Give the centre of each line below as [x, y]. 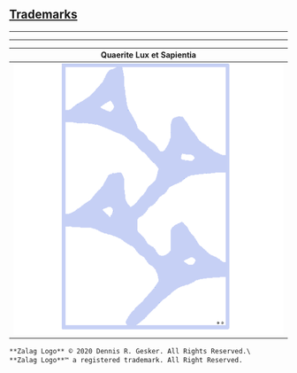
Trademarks [43, 15]
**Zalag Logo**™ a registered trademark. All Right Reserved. [126, 361]
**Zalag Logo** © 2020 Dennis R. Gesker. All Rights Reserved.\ [130, 352]
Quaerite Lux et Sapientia [148, 55]
